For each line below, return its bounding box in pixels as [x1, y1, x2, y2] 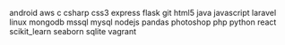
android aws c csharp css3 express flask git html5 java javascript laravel [9, 8, 277, 18]
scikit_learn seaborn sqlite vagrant [9, 26, 137, 36]
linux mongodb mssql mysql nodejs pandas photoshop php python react [9, 17, 277, 27]
